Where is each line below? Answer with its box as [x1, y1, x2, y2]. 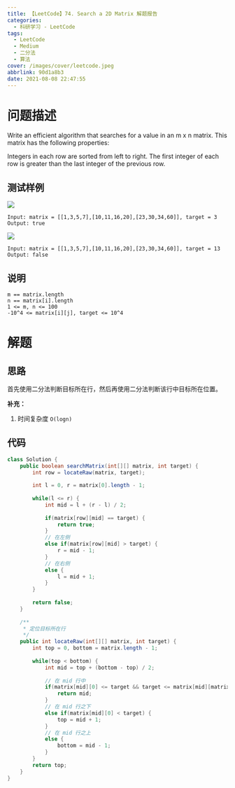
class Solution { [7, 456, 58, 463]
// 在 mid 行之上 [44, 729, 91, 736]
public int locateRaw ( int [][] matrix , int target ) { [20, 638, 177, 645]
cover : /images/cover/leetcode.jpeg [7, 62, 114, 69]
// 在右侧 [44, 560, 71, 567]
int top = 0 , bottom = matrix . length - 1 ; [32, 645, 158, 652]
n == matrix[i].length [7, 297, 73, 304]
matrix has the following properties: [7, 139, 110, 147]
